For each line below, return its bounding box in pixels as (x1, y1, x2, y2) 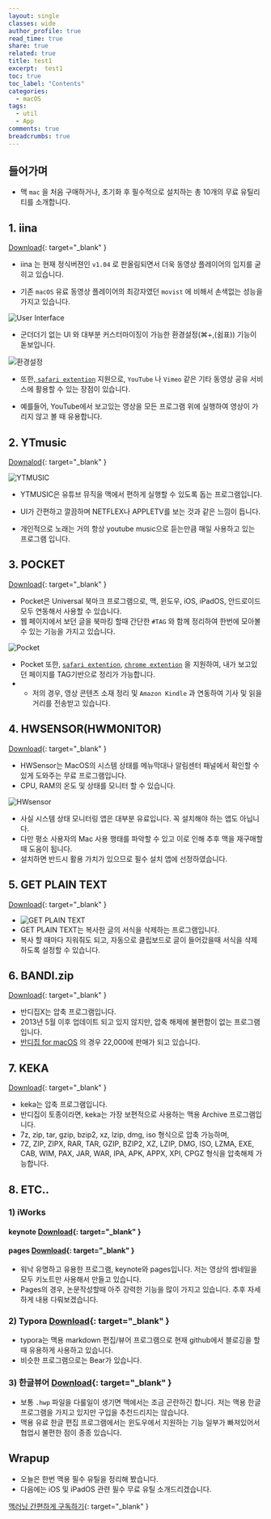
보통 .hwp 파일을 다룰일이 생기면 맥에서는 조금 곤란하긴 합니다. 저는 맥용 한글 (19, 1397, 261, 1407)
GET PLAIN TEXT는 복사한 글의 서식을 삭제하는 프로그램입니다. (19, 924, 220, 935)
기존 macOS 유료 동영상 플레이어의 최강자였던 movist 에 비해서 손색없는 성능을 (19, 286, 263, 296)
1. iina (8, 221, 38, 235)
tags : (8, 102, 27, 110)
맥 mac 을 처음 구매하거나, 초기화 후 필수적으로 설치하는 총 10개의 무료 (19, 187, 239, 197)
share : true (8, 42, 49, 50)
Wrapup (8, 1452, 50, 1466)
